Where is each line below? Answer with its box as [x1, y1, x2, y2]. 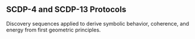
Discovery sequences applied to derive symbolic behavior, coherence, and [6, 20, 189, 27]
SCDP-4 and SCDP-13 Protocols [6, 5, 127, 15]
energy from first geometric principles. [6, 26, 101, 33]
